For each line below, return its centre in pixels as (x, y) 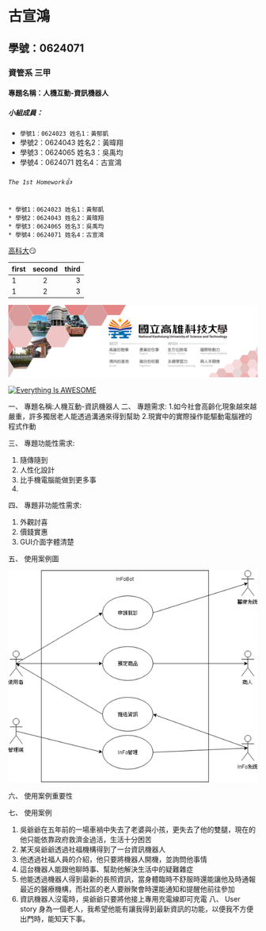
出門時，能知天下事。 (54, 918)
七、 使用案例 (30, 812)
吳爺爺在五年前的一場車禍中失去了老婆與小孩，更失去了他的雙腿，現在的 (137, 829)
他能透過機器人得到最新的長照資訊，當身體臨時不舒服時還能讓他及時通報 (137, 879)
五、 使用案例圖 (34, 559)
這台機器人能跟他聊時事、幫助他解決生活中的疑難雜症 (106, 869)
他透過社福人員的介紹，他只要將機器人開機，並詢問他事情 (113, 859)
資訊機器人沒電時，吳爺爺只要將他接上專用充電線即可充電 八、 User (130, 898)
